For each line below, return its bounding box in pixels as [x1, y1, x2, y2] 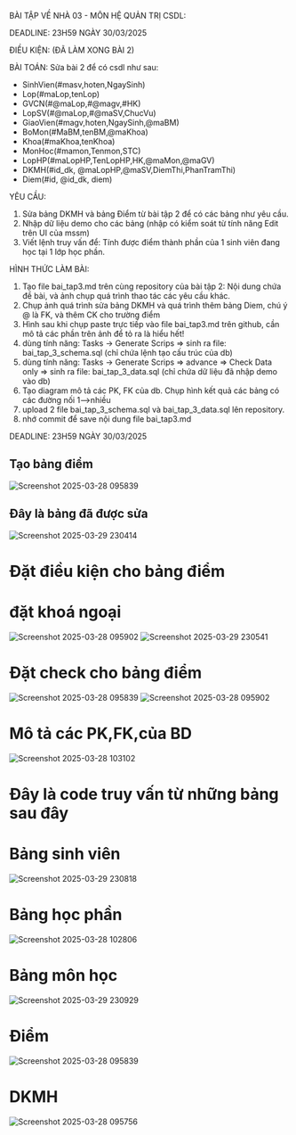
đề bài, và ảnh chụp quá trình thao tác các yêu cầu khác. [21, 291, 231, 300]
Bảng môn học [9, 965, 118, 985]
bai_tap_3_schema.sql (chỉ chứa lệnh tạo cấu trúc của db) [21, 348, 233, 358]
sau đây [9, 802, 69, 823]
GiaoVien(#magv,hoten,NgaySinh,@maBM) [21, 118, 180, 127]
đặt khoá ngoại [9, 602, 122, 621]
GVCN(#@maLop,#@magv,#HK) [21, 98, 141, 109]
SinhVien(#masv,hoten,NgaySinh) [21, 79, 146, 90]
